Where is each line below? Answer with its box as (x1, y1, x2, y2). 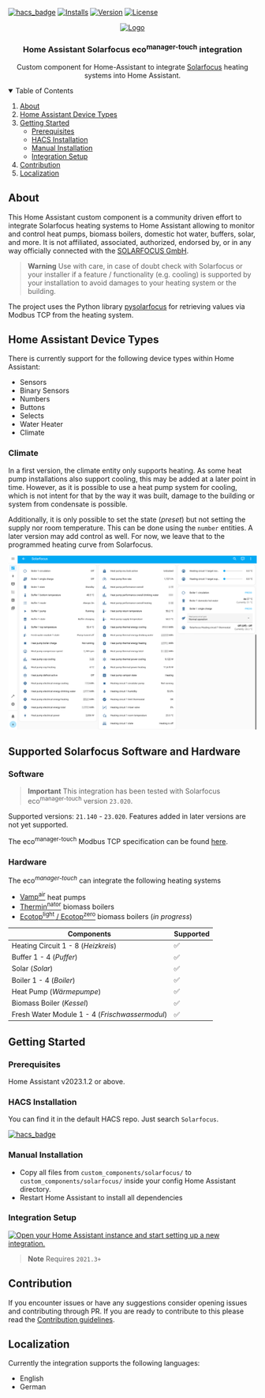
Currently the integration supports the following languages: (8, 1358, 200, 1368)
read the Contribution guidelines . (8, 1314, 116, 1324)
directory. (19, 1184, 51, 1193)
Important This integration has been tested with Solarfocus (27, 786, 221, 796)
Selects (19, 411, 45, 420)
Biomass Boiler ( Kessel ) (11, 998, 89, 1008)
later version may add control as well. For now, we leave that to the (8, 531, 225, 541)
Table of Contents (15, 85, 73, 95)
